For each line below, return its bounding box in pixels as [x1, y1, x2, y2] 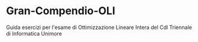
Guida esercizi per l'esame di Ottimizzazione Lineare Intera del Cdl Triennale [6, 24, 192, 31]
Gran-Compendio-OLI [6, 4, 115, 18]
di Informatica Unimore [6, 30, 62, 37]
